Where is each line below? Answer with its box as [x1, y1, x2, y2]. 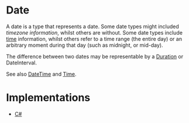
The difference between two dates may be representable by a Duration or [6, 53, 183, 60]
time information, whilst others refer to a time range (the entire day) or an [6, 35, 183, 42]
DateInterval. [6, 59, 37, 66]
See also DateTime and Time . [6, 70, 77, 77]
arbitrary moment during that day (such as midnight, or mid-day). [6, 42, 163, 49]
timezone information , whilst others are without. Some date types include [6, 29, 183, 36]
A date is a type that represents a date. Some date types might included [6, 23, 180, 30]
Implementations [6, 91, 91, 104]
